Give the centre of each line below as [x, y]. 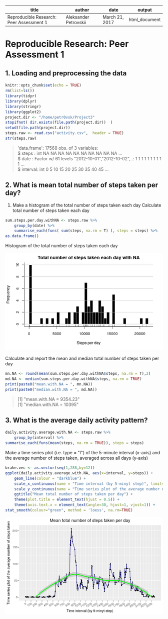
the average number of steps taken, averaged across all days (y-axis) [77, 458]
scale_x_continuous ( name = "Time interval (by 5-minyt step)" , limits [89, 484]
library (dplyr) [21, 101]
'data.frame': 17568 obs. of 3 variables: [58, 148]
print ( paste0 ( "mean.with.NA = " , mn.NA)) [49, 384]
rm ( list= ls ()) [20, 91]
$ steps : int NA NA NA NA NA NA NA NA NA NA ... [70, 153]
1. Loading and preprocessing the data [66, 73]
